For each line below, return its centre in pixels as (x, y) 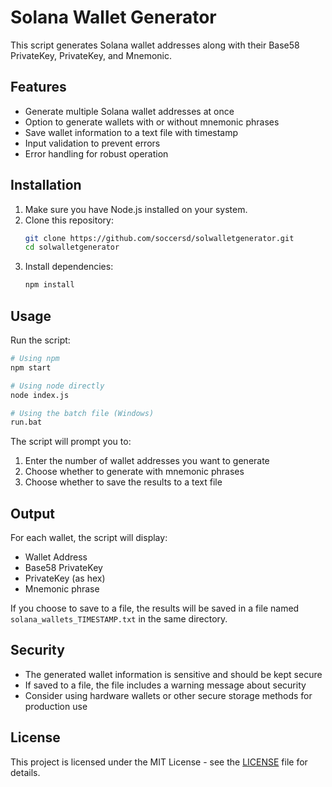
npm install (49, 285)
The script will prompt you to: (71, 442)
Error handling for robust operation (96, 153)
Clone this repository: (69, 220)
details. (25, 772)
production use (56, 706)
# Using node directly (57, 386)
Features (38, 87)
